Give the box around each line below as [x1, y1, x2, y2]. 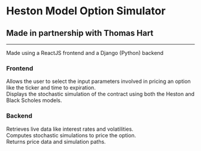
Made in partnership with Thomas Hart [6, 28, 154, 38]
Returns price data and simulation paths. [6, 138, 106, 145]
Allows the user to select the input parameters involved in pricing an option [6, 78, 191, 85]
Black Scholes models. [6, 97, 62, 104]
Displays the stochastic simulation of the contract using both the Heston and [6, 91, 195, 98]
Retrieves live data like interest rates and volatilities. [6, 125, 133, 132]
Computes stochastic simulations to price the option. [6, 131, 136, 138]
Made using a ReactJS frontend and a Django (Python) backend [6, 50, 164, 56]
